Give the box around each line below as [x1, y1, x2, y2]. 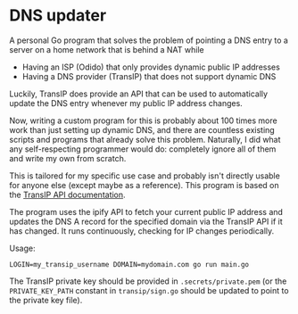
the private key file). [9, 294, 83, 305]
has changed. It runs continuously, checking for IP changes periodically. [9, 225, 275, 236]
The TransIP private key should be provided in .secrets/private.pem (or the [9, 276, 287, 286]
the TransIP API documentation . [9, 189, 127, 200]
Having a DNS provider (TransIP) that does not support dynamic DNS [21, 70, 277, 81]
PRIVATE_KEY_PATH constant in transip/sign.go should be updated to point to [9, 285, 289, 295]
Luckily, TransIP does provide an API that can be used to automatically [9, 88, 269, 99]
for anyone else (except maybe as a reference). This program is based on [9, 179, 279, 190]
